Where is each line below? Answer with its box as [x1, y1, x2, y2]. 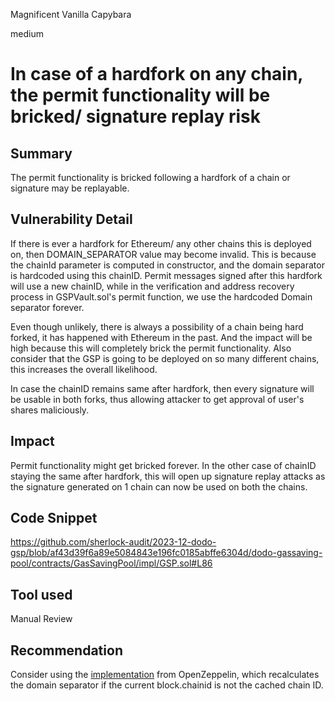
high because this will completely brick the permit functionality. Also [10, 342, 292, 354]
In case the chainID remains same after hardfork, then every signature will [10, 382, 315, 394]
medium [10, 28, 44, 39]
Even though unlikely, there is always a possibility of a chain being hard [10, 320, 304, 333]
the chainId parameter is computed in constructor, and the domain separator [10, 259, 325, 271]
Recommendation [10, 642, 123, 659]
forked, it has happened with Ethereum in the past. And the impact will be [10, 331, 313, 343]
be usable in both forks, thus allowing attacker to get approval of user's [10, 393, 305, 405]
